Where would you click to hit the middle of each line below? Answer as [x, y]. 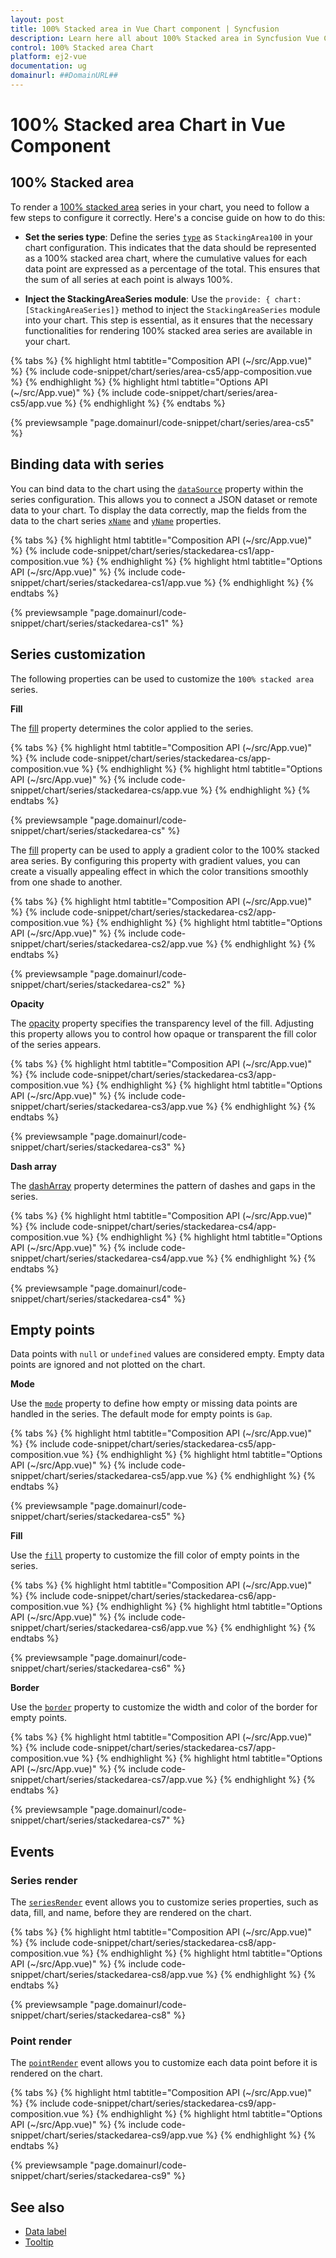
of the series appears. [56, 1044]
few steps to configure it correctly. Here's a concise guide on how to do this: [168, 217]
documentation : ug [48, 66]
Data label [45, 2232]
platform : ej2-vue [48, 57]
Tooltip [39, 2242]
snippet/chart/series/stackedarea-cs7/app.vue [106, 1780]
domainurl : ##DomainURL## [64, 76]
